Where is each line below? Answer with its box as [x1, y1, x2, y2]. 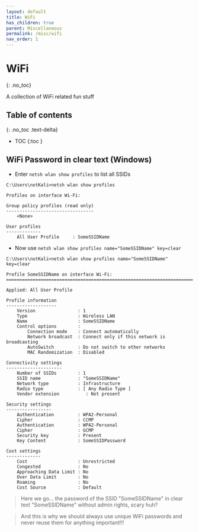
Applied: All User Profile [6, 287, 73, 293]
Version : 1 [17, 308, 86, 313]
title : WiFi [6, 14, 36, 20]
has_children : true [6, 20, 54, 26]
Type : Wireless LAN [17, 313, 115, 319]
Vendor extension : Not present [17, 391, 120, 397]
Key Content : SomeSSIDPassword [17, 438, 126, 444]
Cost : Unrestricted [17, 458, 115, 464]
